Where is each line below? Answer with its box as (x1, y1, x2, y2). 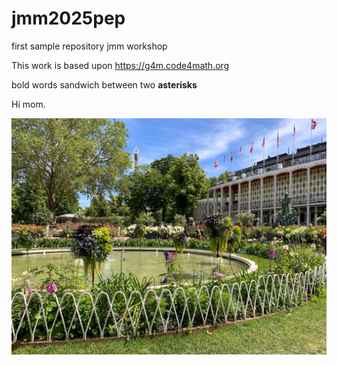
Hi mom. (11, 98, 46, 110)
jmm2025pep (11, 7, 126, 30)
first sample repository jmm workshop (11, 40, 168, 52)
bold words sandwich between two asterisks (11, 78, 198, 91)
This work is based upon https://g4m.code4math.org (11, 59, 230, 71)
